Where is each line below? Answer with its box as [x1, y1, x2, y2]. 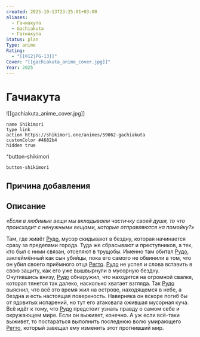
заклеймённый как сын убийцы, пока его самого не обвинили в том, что [6, 254, 192, 261]
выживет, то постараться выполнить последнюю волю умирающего [6, 318, 181, 325]
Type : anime [6, 42, 36, 48]
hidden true [6, 142, 36, 148]
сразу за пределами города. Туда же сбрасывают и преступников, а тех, [6, 241, 193, 248]
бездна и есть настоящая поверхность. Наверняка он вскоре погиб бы [6, 292, 188, 299]
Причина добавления [6, 181, 91, 191]
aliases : [6, 14, 28, 20]
